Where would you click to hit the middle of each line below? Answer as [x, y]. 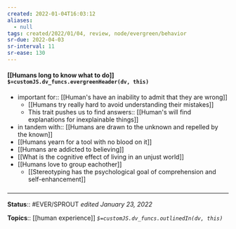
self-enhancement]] [57, 179]
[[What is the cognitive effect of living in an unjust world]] [101, 157]
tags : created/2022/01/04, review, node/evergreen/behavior [97, 33]
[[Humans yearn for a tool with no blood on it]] [85, 142]
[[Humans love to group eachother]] [70, 164]
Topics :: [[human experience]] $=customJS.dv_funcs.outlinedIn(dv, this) [115, 218]
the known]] [35, 135]
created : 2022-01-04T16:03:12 [52, 14]
